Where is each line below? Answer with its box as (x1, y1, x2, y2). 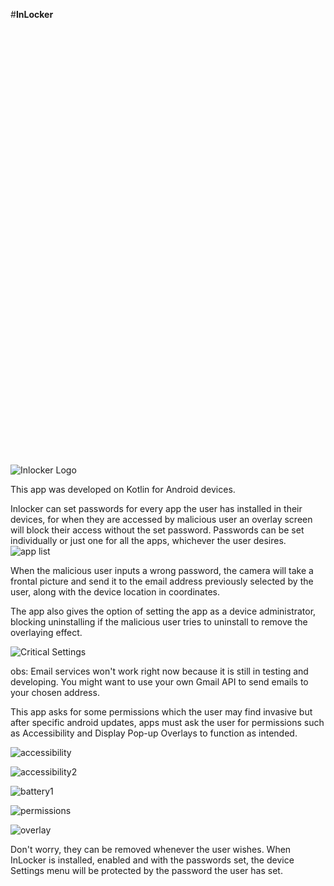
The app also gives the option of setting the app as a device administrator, (10, 605, 317, 617)
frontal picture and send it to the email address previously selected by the (10, 575, 314, 587)
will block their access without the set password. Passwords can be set (10, 524, 305, 536)
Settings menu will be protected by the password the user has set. (10, 864, 283, 876)
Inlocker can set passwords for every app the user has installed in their (10, 502, 303, 514)
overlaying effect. (10, 626, 83, 638)
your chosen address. (10, 686, 100, 698)
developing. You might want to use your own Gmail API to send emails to (10, 675, 309, 688)
